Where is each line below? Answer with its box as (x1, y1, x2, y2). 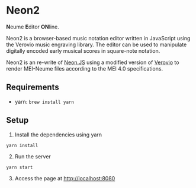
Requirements (6, 82, 59, 93)
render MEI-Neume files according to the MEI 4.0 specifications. (6, 65, 163, 72)
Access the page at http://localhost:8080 (14, 174, 115, 181)
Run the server (14, 152, 52, 160)
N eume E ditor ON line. (6, 23, 59, 30)
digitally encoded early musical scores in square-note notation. (6, 47, 160, 54)
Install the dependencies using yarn (14, 131, 102, 138)
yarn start (6, 164, 33, 170)
